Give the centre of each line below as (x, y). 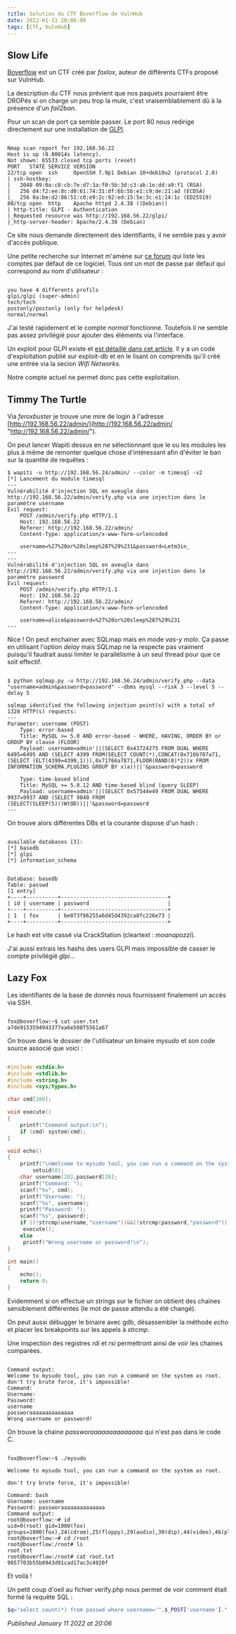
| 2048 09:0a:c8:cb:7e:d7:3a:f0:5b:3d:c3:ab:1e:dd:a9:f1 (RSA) (105, 185)
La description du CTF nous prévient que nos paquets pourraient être (108, 93)
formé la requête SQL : (40, 1597)
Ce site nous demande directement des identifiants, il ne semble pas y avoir (117, 235)
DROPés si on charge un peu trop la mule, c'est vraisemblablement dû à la (114, 101)
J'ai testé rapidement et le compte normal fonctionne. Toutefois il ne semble (118, 328)
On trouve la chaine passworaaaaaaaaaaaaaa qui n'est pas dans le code (114, 1432)
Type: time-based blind (55, 779)
